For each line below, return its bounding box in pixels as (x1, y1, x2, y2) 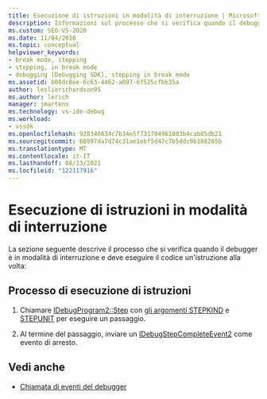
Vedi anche (8, 361, 66, 374)
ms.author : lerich (8, 93, 69, 101)
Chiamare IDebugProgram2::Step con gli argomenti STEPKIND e (19, 305, 230, 315)
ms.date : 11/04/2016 (8, 33, 77, 42)
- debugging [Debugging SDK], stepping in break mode (8, 71, 191, 79)
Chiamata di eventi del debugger (19, 382, 127, 391)
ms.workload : (8, 115, 52, 123)
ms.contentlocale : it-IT (8, 152, 91, 160)
